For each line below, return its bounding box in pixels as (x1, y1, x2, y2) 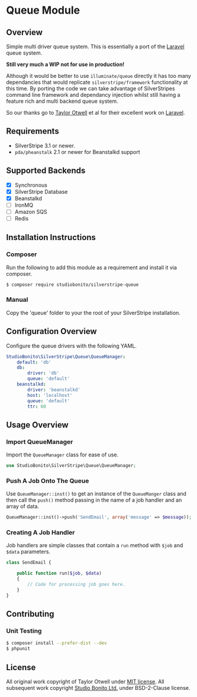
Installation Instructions (6, 232, 96, 242)
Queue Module (6, 4, 80, 17)
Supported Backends (6, 166, 86, 176)
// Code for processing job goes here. (27, 582, 126, 588)
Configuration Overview (6, 326, 97, 336)
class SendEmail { (6, 560, 51, 566)
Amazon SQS (14, 208, 47, 215)
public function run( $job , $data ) (17, 570, 102, 576)
